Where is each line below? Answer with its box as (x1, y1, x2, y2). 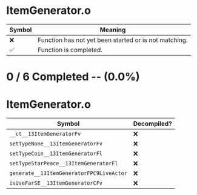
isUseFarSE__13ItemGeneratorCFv (9, 180, 103, 187)
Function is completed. (37, 45, 103, 54)
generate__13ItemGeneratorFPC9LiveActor (9, 170, 127, 177)
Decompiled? (133, 119, 173, 128)
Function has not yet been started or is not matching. (37, 36, 188, 44)
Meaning (99, 25, 126, 34)
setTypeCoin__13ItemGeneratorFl (9, 150, 103, 157)
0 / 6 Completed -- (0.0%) (6, 70, 140, 84)
